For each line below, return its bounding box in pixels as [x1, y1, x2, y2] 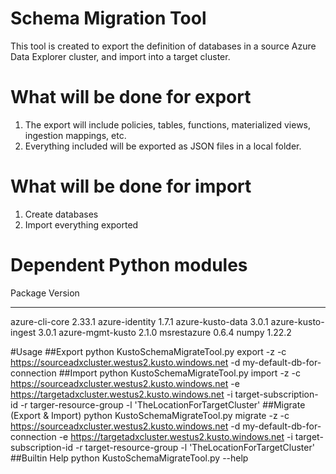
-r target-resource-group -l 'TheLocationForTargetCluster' [74, 441, 315, 453]
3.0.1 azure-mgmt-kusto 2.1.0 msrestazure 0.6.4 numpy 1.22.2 [38, 326, 292, 338]
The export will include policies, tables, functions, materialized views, [24, 118, 312, 131]
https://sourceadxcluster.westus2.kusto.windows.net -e [10, 377, 240, 389]
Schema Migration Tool [10, 7, 207, 30]
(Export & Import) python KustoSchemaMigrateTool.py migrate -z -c [10, 409, 290, 421]
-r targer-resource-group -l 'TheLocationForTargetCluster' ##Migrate [19, 398, 306, 411]
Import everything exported [24, 218, 139, 231]
